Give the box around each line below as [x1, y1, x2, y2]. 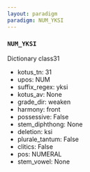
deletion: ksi [17, 127, 53, 135]
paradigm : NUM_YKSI [7, 17, 64, 24]
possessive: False [17, 112, 69, 121]
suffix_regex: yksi [17, 82, 68, 91]
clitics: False [17, 142, 54, 151]
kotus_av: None [17, 90, 63, 98]
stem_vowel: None [17, 157, 70, 166]
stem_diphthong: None [17, 120, 83, 128]
